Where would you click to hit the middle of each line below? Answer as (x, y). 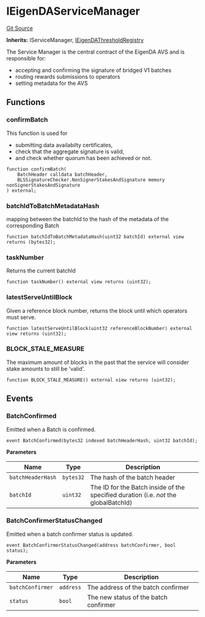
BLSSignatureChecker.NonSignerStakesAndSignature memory (91, 180)
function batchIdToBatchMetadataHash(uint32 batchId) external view (95, 236)
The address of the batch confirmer (138, 587)
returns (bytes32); (31, 242)
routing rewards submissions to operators (68, 76)
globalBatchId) (111, 502)
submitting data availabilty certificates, (64, 145)
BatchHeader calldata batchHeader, (63, 174)
